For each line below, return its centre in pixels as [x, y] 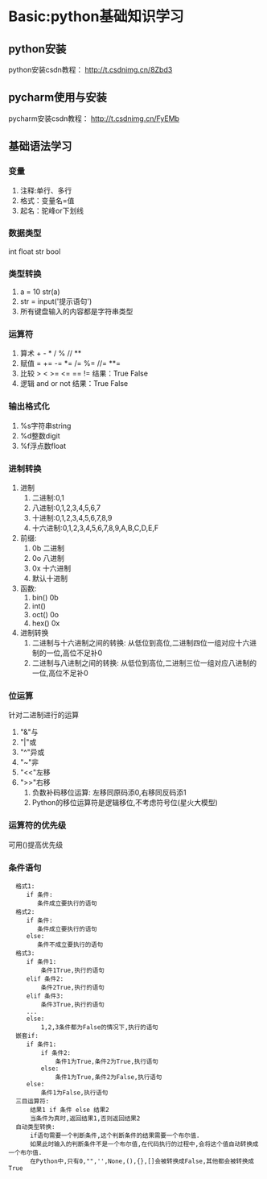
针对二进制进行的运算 [43, 715]
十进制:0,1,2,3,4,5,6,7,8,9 [72, 517]
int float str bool [35, 251]
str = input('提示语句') [56, 301]
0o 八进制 [48, 558]
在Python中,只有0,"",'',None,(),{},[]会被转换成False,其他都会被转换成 [142, 1161]
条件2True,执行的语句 [72, 987]
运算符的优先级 [37, 825]
